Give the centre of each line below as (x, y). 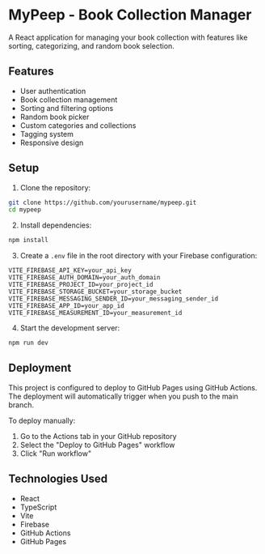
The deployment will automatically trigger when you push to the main (123, 396)
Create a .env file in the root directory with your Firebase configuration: (139, 256)
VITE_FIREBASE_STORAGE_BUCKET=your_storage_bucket (95, 292)
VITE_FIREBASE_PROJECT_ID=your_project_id (81, 285)
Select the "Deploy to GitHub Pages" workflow (97, 445)
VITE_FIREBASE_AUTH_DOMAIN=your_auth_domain (84, 278)
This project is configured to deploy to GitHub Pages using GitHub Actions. (133, 387)
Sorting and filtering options (67, 108)
